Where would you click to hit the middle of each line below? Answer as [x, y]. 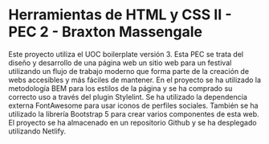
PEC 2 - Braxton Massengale [106, 32]
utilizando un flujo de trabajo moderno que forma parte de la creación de [129, 71]
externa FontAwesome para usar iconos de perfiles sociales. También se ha [133, 105]
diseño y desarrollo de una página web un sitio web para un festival [120, 63]
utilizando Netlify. [37, 131]
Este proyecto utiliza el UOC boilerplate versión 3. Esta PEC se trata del [126, 54]
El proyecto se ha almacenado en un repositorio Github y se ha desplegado [132, 122]
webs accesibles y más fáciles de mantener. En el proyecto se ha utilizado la [135, 80]
